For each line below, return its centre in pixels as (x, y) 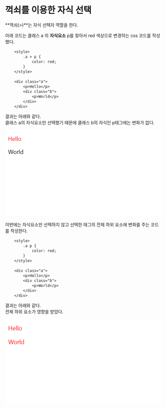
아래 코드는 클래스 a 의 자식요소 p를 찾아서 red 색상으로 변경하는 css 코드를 (78, 35)
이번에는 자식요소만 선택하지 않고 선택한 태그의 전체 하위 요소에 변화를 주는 (78, 225)
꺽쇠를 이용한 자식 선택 (48, 10)
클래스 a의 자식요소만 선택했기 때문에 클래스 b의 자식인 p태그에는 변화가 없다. (80, 122)
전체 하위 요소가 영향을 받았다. (34, 312)
